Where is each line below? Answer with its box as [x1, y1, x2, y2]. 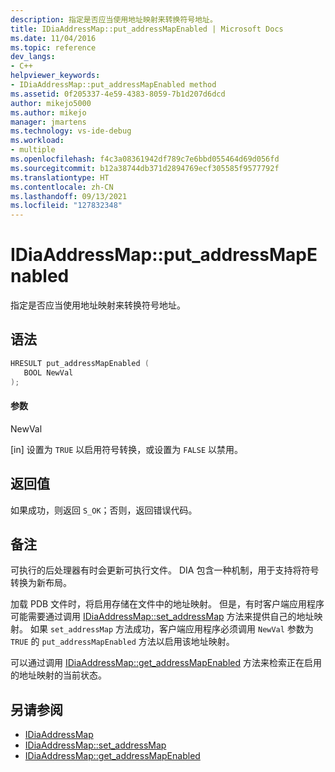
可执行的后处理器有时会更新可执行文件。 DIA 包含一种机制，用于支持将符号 [10, 564, 320, 576]
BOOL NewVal [23, 367, 74, 378]
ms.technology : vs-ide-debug [10, 126, 132, 136]
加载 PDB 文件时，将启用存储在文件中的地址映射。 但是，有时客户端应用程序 [10, 598, 325, 610]
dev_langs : [10, 52, 56, 62]
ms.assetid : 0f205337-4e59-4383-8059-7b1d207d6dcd [10, 89, 226, 99]
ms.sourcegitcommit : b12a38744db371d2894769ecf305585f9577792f [10, 163, 280, 173]
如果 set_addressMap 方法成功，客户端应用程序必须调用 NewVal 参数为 [29, 623, 314, 635]
